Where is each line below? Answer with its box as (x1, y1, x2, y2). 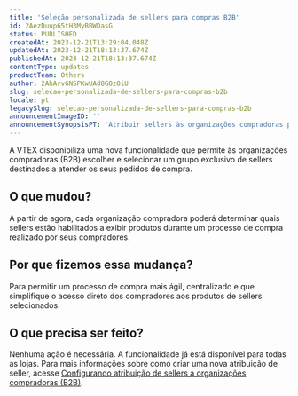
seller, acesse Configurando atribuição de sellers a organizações (9, 368, 247, 378)
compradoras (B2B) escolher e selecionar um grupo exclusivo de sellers (9, 154, 273, 164)
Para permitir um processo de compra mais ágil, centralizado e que (9, 281, 255, 291)
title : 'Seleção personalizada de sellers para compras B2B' (9, 12, 240, 22)
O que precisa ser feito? (9, 326, 144, 341)
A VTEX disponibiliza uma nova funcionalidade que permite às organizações (9, 145, 288, 155)
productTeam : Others (9, 71, 86, 80)
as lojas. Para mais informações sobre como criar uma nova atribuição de (9, 359, 278, 369)
